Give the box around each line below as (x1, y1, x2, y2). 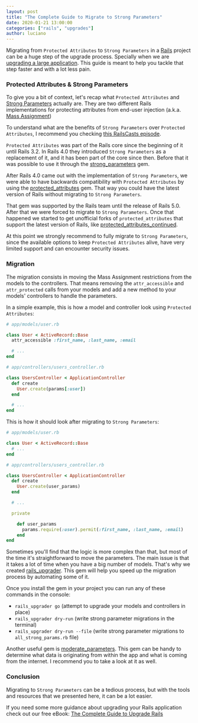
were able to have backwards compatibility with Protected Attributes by (6, 178, 184, 185)
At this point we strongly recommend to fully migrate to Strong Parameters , (6, 233, 188, 240)
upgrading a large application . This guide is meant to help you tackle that (6, 60, 184, 67)
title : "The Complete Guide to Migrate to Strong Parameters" (6, 14, 163, 20)
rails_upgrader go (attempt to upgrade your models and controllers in (14, 602, 186, 610)
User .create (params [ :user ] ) (17, 386, 86, 392)
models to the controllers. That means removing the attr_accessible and (6, 279, 184, 286)
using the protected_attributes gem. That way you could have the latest (6, 184, 180, 192)
